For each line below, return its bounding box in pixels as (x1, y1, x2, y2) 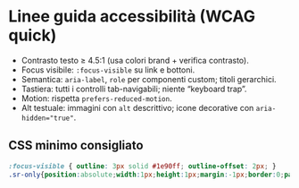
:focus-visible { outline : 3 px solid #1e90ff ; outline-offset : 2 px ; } (8, 161, 277, 171)
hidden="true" (21, 114, 74, 123)
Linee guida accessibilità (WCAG (8, 6, 256, 27)
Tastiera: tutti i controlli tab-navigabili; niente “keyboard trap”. (21, 83, 247, 94)
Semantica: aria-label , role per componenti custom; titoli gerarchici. (21, 73, 278, 84)
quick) (8, 25, 57, 46)
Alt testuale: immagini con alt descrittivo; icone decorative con (21, 102, 254, 113)
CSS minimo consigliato (8, 138, 144, 153)
